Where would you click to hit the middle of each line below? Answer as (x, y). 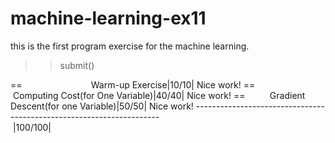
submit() (77, 65)
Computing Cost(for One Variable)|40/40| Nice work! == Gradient (159, 95)
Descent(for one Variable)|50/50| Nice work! (102, 106)
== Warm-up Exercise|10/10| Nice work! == (133, 84)
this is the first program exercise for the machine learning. (130, 46)
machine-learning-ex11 (108, 18)
